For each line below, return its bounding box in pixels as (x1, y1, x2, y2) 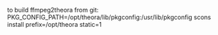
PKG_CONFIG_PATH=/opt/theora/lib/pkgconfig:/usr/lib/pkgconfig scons (7, 13, 211, 21)
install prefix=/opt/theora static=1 (7, 21, 102, 28)
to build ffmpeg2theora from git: (7, 6, 99, 14)
